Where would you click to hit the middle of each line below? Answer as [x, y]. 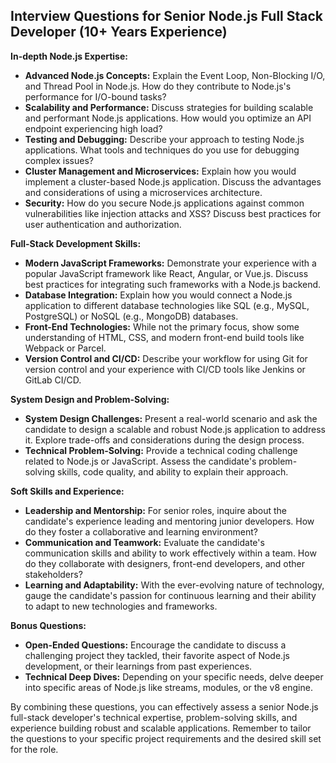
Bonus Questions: [48, 625]
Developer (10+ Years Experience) [119, 32]
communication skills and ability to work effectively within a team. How [170, 553]
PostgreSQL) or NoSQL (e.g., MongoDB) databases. [131, 316]
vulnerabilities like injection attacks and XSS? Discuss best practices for [173, 213]
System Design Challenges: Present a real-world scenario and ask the [171, 418]
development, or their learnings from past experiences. [138, 666]
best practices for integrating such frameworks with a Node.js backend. [173, 284]
